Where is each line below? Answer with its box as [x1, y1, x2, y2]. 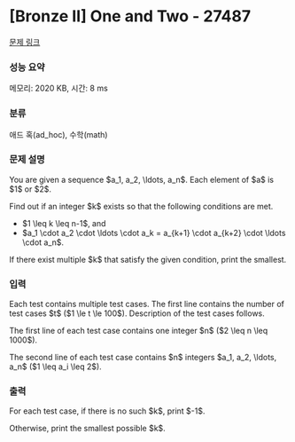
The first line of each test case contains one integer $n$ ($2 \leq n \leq [9, 326, 268, 336]
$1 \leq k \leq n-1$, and [21, 217, 106, 228]
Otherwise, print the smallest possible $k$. [9, 423, 166, 434]
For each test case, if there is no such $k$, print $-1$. [9, 406, 206, 416]
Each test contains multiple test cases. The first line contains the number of [9, 299, 285, 310]
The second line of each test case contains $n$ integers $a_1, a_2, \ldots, [9, 352, 277, 363]
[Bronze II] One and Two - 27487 [9, 6, 252, 27]
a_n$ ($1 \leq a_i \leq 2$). [9, 361, 102, 372]
